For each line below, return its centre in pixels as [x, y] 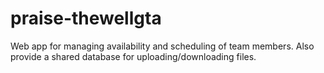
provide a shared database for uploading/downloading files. [133, 56]
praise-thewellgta [86, 18]
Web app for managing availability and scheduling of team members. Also [162, 46]
